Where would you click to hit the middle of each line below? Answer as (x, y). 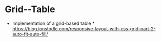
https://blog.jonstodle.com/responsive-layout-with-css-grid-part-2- (84, 28)
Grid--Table (30, 9)
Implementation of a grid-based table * (53, 23)
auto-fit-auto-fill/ (30, 34)
